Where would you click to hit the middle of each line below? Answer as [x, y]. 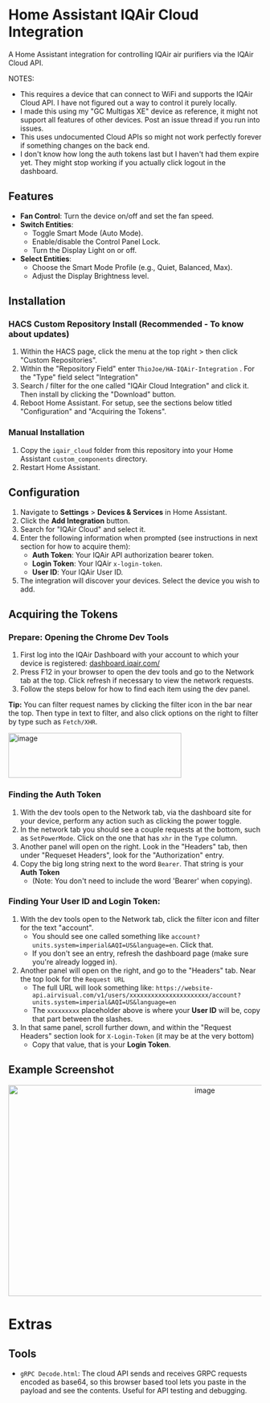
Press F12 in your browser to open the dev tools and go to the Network [137, 672]
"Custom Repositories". [59, 360]
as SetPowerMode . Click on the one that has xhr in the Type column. [129, 838]
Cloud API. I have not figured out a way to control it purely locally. [128, 102]
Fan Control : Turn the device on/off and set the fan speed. [117, 216]
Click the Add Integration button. [75, 521]
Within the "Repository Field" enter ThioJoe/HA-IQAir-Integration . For [137, 369]
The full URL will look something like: [93, 987]
